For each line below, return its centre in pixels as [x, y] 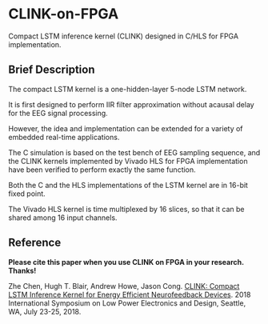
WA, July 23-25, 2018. [45, 311]
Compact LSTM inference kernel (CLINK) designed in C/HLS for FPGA [123, 36]
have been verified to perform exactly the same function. [102, 170]
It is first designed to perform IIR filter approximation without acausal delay [131, 104]
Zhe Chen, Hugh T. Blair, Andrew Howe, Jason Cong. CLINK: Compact [124, 286]
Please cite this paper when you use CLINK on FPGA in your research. [126, 262]
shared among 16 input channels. [63, 218]
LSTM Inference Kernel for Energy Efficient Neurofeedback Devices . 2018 [130, 294]
